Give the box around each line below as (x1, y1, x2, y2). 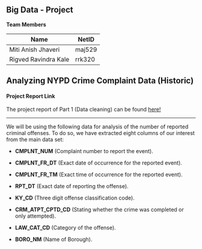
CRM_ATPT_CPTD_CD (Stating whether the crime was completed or (14, 206, 185, 213)
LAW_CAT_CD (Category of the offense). (14, 224, 116, 232)
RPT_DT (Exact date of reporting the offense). (14, 183, 129, 190)
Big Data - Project (6, 5, 73, 15)
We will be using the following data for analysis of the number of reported (6, 123, 189, 130)
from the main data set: (6, 136, 64, 143)
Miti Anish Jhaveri (9, 45, 60, 54)
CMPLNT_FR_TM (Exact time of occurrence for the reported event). (14, 171, 183, 178)
